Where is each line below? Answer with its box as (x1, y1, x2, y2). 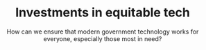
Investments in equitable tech (15, 5, 191, 21)
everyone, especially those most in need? (43, 34, 162, 42)
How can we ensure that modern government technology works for (6, 27, 199, 36)
